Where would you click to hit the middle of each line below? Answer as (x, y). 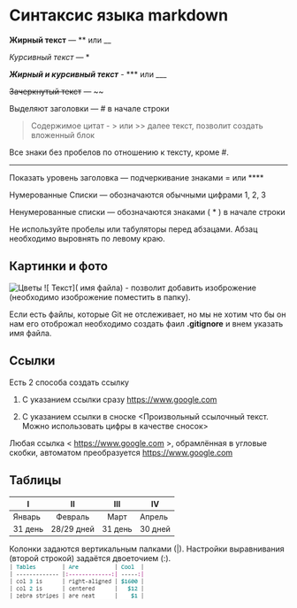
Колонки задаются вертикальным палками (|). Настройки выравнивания (147, 549)
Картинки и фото (59, 266)
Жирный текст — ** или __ (61, 40)
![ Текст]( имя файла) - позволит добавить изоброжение (150, 288)
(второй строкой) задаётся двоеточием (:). (90, 558)
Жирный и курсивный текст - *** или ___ (88, 74)
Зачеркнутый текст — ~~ (57, 91)
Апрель (154, 517)
